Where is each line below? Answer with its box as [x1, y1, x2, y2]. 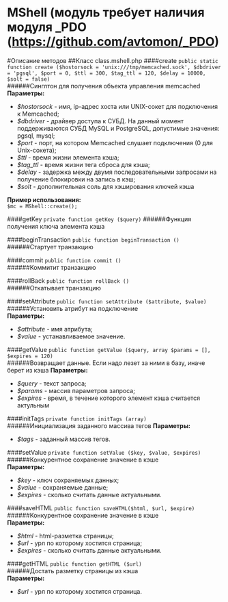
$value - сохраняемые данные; [16, 483, 109, 491]
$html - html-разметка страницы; [16, 531, 114, 540]
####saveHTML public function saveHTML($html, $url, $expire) [7, 503, 195, 512]
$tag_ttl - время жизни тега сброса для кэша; [16, 160, 150, 168]
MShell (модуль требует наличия [7, 5, 205, 21]
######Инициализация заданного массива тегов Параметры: [7, 421, 191, 429]
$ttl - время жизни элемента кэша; [16, 153, 119, 162]
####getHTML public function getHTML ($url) [7, 560, 142, 568]
